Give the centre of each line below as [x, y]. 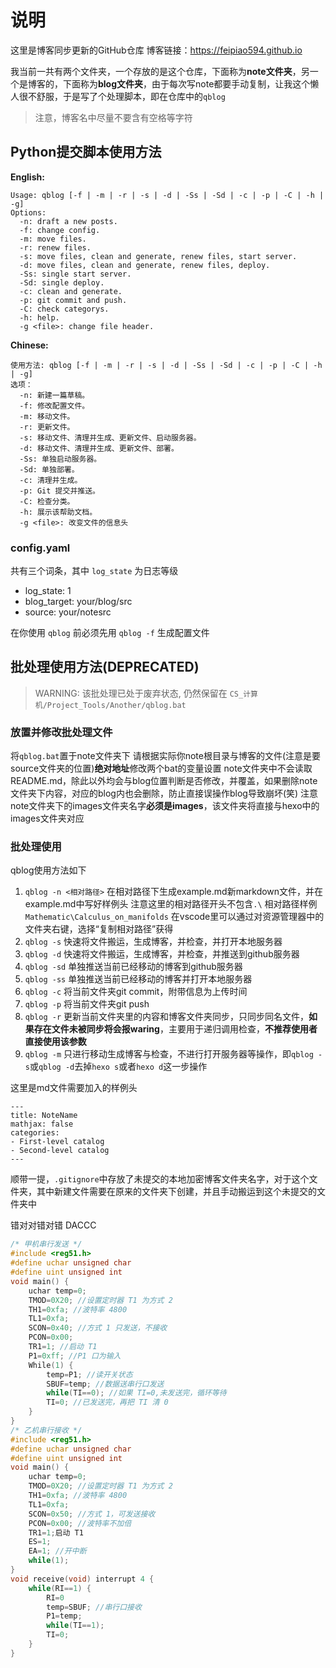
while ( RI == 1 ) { [60, 1588]
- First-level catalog [57, 1142]
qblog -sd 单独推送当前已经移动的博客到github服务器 [133, 967]
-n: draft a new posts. [68, 221]
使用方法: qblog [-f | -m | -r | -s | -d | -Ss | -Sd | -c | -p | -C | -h [166, 365]
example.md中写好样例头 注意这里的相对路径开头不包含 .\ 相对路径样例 [171, 904]
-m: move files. [53, 239]
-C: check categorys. [64, 309]
